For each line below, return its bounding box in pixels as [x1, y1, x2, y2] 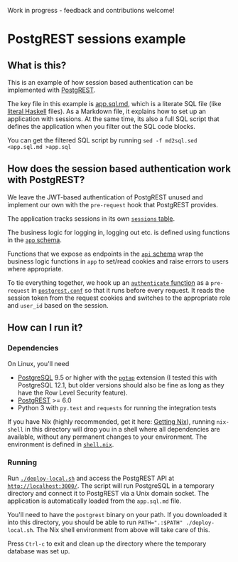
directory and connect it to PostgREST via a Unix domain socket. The [7, 489, 210, 497]
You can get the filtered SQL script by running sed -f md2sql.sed [7, 136, 198, 145]
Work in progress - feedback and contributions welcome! [7, 6, 175, 14]
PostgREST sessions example [7, 31, 186, 47]
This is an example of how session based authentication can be [7, 78, 193, 86]
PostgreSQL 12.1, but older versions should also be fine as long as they [17, 380, 225, 389]
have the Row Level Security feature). [17, 388, 128, 397]
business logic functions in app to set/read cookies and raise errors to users [7, 256, 229, 266]
